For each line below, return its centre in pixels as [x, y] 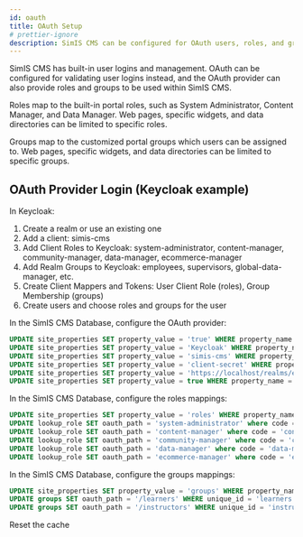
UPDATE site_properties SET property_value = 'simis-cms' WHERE [133, 356]
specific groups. [40, 161]
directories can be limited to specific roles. [88, 125]
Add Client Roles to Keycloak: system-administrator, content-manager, [153, 248]
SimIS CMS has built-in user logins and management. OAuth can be [134, 69]
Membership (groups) [63, 296]
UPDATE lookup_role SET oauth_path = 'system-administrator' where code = [153, 424]
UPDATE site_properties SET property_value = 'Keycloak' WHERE [131, 347]
